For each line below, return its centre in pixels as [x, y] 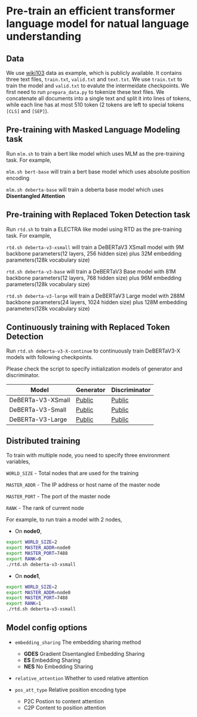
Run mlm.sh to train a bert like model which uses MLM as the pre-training [96, 153]
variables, [18, 461]
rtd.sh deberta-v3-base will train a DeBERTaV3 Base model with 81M [91, 271]
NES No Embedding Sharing [59, 666]
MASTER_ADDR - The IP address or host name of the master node [83, 485]
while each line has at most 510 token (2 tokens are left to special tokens [95, 105]
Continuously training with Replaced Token [88, 327]
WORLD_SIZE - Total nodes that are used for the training [73, 473]
